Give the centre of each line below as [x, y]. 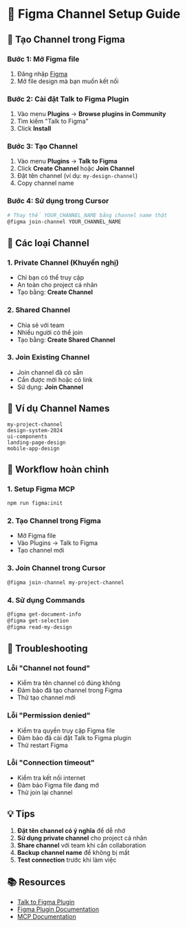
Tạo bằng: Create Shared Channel [66, 339]
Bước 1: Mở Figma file [43, 59]
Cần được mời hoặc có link [55, 379]
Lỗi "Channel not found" [49, 668]
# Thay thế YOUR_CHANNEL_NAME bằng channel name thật [87, 215]
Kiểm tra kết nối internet [51, 778]
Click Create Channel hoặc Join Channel [76, 168]
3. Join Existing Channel [48, 357]
